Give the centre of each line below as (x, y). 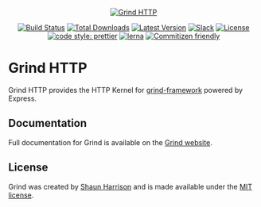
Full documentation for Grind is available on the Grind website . (110, 142)
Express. (23, 98)
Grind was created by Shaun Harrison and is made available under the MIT (130, 186)
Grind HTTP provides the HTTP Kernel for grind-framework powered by (126, 90)
